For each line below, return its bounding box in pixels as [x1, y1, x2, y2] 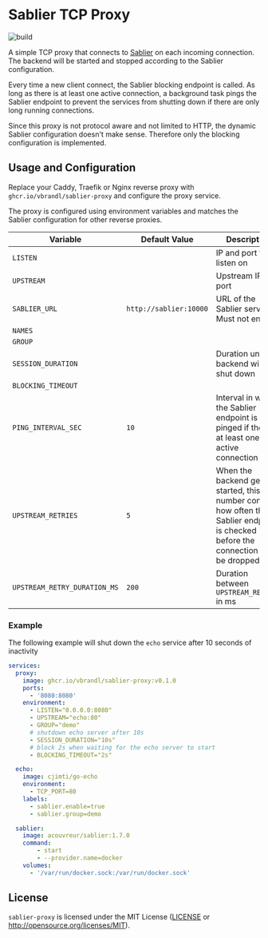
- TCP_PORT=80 [29, 788, 77, 796]
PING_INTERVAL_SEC [12, 423, 82, 432]
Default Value [140, 233, 194, 244]
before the [215, 535, 255, 546]
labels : [22, 795, 48, 803]
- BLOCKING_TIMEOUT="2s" [29, 751, 112, 759]
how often [215, 505, 254, 516]
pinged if [215, 422, 250, 433]
